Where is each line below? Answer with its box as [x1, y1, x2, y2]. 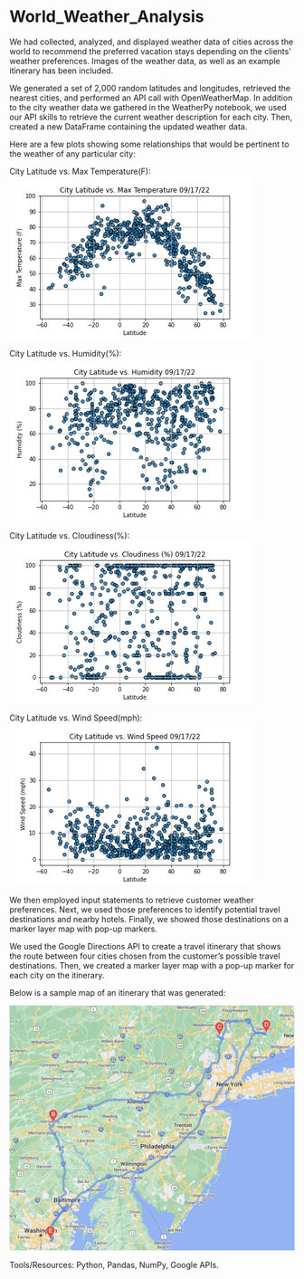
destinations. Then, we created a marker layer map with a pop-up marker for [9, 959, 295, 970]
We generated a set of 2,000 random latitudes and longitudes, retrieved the [9, 82, 291, 93]
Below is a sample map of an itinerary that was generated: [9, 987, 226, 997]
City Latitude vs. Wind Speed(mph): [9, 712, 143, 723]
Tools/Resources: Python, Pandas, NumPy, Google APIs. [9, 1260, 219, 1271]
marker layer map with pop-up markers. [9, 923, 158, 934]
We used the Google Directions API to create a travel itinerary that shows [9, 940, 281, 951]
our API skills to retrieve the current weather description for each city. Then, [9, 111, 293, 122]
